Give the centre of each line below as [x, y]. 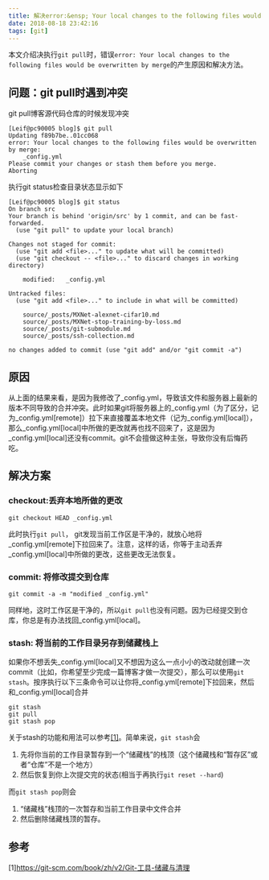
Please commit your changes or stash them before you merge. [113, 164]
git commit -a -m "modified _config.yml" [79, 594]
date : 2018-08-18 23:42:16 [53, 23]
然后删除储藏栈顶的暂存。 [62, 819]
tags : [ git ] [28, 31]
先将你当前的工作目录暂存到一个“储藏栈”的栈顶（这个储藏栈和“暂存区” [135, 754]
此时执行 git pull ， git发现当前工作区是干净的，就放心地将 [105, 534]
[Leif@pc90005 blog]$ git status [64, 202]
